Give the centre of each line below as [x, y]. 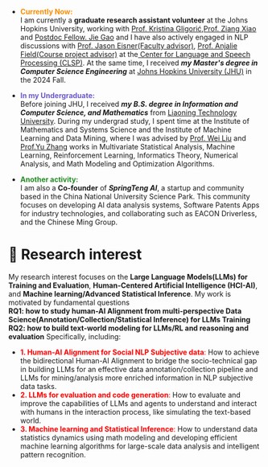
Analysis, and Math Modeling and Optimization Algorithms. [117, 164]
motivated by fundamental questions [69, 302]
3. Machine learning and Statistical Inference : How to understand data [138, 428]
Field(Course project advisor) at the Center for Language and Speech [135, 54]
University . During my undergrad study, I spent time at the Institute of [134, 121]
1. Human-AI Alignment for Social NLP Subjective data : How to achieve [140, 352]
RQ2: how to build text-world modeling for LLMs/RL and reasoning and [129, 328]
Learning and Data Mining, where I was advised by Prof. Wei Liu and [133, 138]
